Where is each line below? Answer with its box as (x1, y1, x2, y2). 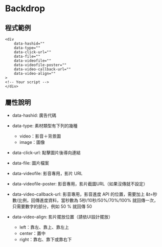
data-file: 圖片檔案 (12, 160, 49, 166)
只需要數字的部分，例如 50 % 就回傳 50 (12, 203, 92, 209)
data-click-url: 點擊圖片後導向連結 (12, 150, 81, 156)
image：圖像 (19, 139, 45, 145)
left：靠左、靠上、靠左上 (19, 224, 69, 230)
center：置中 (19, 230, 46, 236)
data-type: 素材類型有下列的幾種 (12, 123, 78, 129)
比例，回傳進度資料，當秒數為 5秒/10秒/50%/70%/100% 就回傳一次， (18, 197, 159, 203)
